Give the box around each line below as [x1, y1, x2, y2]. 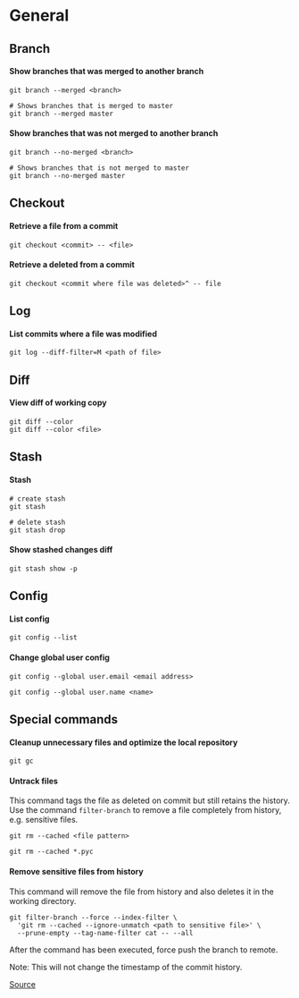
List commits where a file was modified [9, 328, 158, 339]
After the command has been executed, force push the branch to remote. [9, 944, 278, 955]
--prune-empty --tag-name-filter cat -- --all [17, 928, 194, 937]
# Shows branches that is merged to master [9, 101, 174, 110]
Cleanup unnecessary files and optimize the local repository [9, 737, 238, 748]
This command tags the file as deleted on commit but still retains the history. [9, 795, 290, 806]
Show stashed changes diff [9, 545, 113, 555]
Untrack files [9, 775, 58, 786]
